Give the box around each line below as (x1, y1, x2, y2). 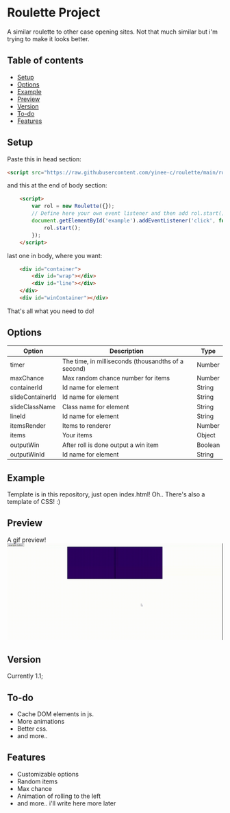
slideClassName (10, 402, 56, 411)
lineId (10, 412, 26, 420)
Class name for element (62, 402, 129, 411)
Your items (62, 431, 92, 439)
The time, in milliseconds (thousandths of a (62, 357, 183, 365)
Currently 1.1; (7, 672, 43, 680)
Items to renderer (62, 422, 112, 430)
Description (109, 347, 144, 355)
